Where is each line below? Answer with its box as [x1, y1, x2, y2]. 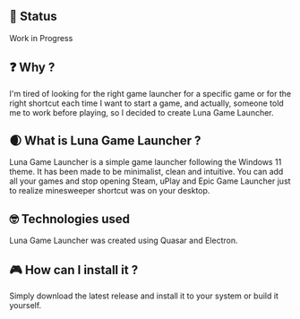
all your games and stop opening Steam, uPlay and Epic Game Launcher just [9, 176, 291, 186]
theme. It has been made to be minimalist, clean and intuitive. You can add [9, 167, 284, 177]
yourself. [9, 300, 42, 311]
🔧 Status [9, 9, 58, 24]
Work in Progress [9, 32, 73, 43]
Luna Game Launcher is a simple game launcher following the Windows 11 [9, 157, 282, 168]
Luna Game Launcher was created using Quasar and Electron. [9, 235, 238, 246]
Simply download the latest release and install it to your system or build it [9, 290, 279, 301]
